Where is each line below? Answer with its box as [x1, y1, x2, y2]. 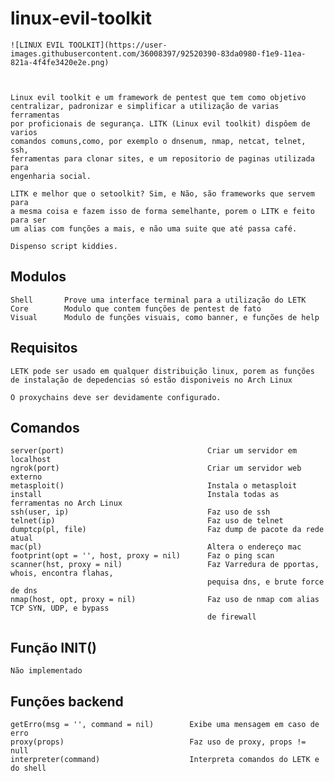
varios [10, 127, 38, 137]
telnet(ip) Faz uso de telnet [10, 516, 284, 526]
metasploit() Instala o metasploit [10, 481, 298, 491]
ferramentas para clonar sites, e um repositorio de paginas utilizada [10, 153, 315, 164]
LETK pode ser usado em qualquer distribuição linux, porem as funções [10, 366, 315, 376]
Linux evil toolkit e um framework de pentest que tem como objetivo [10, 92, 307, 102]
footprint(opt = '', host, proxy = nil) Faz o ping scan [10, 551, 275, 561]
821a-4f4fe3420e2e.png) [10, 57, 110, 67]
